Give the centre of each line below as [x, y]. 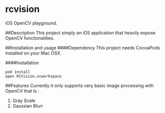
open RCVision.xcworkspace [33, 76]
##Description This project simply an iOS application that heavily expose [80, 32]
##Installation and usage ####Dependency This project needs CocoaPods [82, 47]
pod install [18, 72]
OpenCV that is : [22, 90]
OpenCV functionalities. [30, 38]
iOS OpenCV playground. [31, 23]
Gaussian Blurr [28, 105]
